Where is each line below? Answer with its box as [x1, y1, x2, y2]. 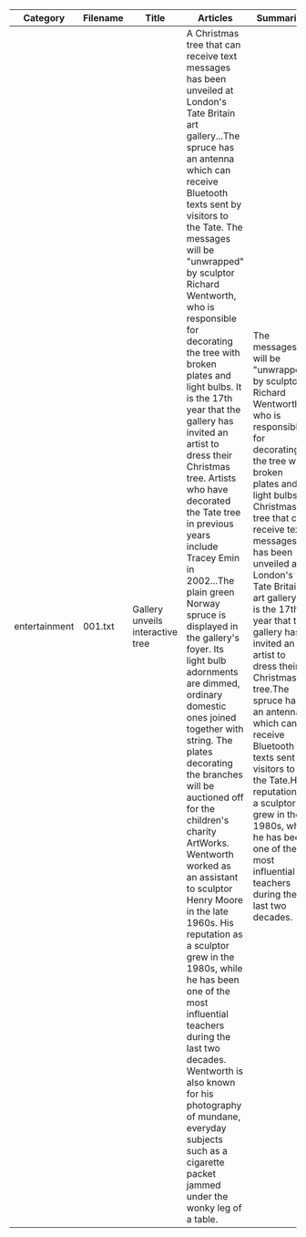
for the [186, 803, 216, 815]
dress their [186, 449, 233, 462]
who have [186, 483, 229, 495]
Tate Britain [186, 107, 236, 120]
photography [186, 1099, 242, 1111]
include [186, 540, 219, 553]
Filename [83, 12, 125, 24]
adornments [186, 666, 239, 678]
